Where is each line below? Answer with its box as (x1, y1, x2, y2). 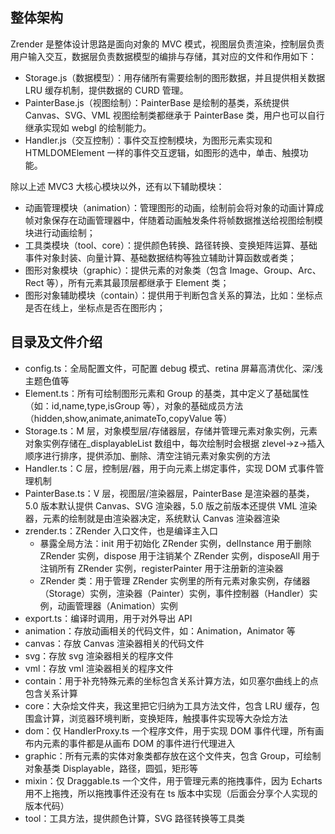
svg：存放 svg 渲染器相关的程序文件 (24, 649, 174, 662)
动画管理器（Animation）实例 (57, 599, 178, 612)
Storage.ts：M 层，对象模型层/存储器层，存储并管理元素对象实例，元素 (24, 424, 318, 437)
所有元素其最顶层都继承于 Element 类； (68, 276, 230, 288)
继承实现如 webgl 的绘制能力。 (24, 121, 152, 133)
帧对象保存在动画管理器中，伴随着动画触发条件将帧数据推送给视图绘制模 (24, 214, 323, 226)
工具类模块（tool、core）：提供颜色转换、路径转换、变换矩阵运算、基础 (24, 239, 318, 251)
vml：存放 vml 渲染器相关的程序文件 (24, 662, 174, 674)
